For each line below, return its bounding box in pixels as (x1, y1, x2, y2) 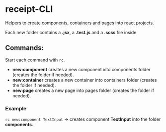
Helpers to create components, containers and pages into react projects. (5, 20, 154, 26)
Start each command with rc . (5, 57, 65, 63)
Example (5, 105, 27, 112)
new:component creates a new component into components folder (12, 66, 151, 72)
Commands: (5, 44, 44, 52)
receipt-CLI (5, 3, 53, 15)
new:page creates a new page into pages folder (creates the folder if (12, 88, 154, 93)
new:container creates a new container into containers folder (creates (12, 77, 157, 83)
